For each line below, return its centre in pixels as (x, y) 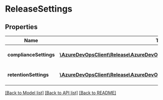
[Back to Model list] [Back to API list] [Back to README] (61, 93)
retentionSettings (28, 75)
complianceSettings (31, 55)
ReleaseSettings (39, 9)
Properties (21, 27)
